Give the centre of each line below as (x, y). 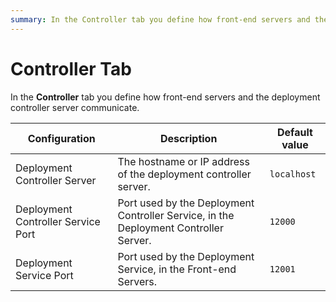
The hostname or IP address (183, 161)
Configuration (61, 138)
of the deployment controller (184, 174)
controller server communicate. (75, 107)
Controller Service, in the (176, 215)
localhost (293, 174)
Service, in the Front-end (177, 269)
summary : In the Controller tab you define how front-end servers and (160, 19)
